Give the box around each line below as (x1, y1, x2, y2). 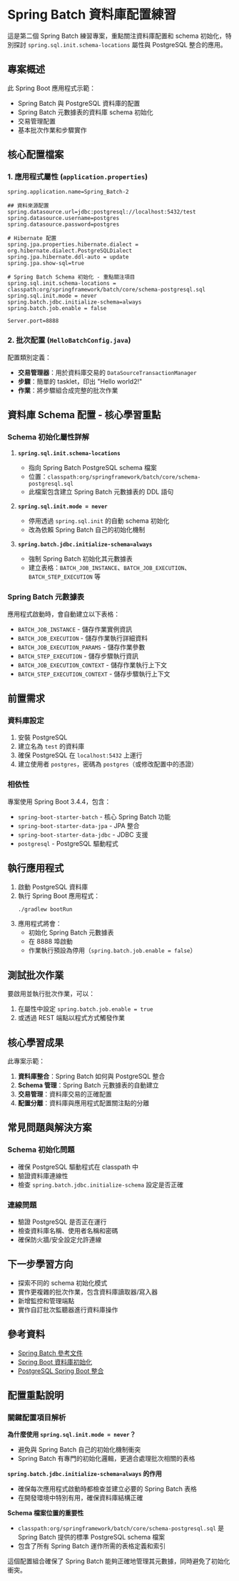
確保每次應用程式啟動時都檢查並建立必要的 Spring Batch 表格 (17, 1485, 198, 1493)
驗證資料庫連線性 (17, 1171, 68, 1179)
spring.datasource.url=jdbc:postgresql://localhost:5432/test (7, 209, 196, 216)
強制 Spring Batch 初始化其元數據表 (28, 554, 133, 563)
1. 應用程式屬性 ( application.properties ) (7, 172, 148, 182)
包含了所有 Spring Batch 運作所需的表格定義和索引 (17, 1542, 166, 1550)
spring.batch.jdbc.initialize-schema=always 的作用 (7, 1470, 162, 1478)
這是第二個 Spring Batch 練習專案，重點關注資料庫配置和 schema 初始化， (7, 31, 226, 40)
